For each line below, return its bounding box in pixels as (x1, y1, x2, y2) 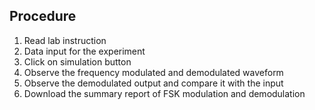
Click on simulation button (23, 55, 132, 68)
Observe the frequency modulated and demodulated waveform (23, 66, 284, 78)
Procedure (9, 8, 77, 25)
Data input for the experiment (23, 45, 146, 57)
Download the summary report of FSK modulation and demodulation (23, 87, 306, 99)
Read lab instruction (23, 34, 107, 46)
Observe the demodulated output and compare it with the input (23, 77, 284, 89)
